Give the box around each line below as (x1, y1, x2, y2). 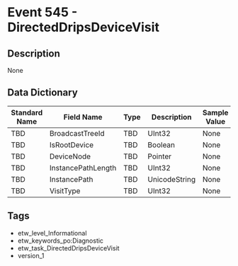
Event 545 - (7, 4, 78, 21)
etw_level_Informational (17, 229, 87, 237)
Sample (202, 108, 229, 117)
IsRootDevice (49, 139, 94, 149)
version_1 (17, 251, 45, 260)
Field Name (63, 112, 103, 122)
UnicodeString (147, 174, 196, 184)
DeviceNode (49, 151, 91, 161)
